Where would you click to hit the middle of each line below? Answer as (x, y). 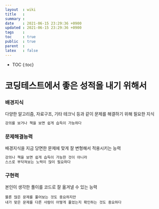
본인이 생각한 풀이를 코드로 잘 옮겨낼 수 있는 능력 (51, 187)
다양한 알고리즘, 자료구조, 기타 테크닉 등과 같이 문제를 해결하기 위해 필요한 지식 (80, 114)
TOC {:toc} (23, 65)
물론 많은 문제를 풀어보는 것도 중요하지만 (41, 197)
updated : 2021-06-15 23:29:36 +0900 (43, 28)
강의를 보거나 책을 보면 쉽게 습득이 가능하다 (43, 123)
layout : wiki (20, 10)
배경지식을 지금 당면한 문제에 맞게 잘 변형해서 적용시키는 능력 (63, 148)
